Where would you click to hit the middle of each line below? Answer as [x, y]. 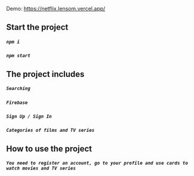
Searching [19, 89]
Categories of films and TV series [50, 131]
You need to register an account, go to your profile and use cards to [97, 163]
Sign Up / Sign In [29, 117]
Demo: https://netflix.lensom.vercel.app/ [56, 9]
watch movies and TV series [41, 169]
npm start [19, 56]
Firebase [17, 103]
